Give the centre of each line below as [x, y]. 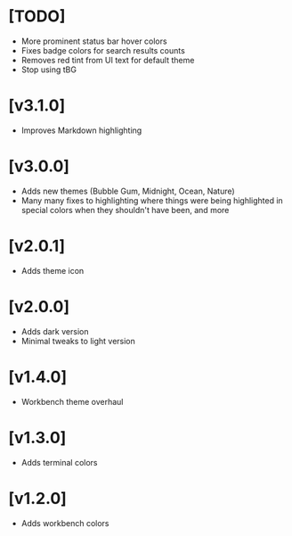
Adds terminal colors [59, 462]
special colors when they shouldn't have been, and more [125, 210]
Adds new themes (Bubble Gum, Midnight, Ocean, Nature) [128, 191]
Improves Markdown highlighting [81, 130]
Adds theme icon [53, 270]
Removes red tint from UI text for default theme [108, 60]
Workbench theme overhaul [72, 401]
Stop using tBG [49, 70]
